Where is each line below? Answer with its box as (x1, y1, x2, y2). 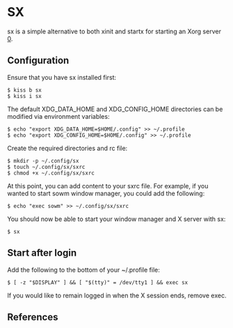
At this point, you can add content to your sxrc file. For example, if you (7, 181, 209, 190)
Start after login (7, 247, 77, 259)
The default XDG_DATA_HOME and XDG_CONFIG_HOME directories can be (7, 105, 223, 113)
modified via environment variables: (7, 112, 110, 120)
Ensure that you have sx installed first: (7, 73, 117, 81)
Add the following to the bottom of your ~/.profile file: (7, 265, 160, 274)
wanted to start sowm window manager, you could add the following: (7, 189, 205, 197)
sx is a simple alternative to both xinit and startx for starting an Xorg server (7, 27, 221, 35)
